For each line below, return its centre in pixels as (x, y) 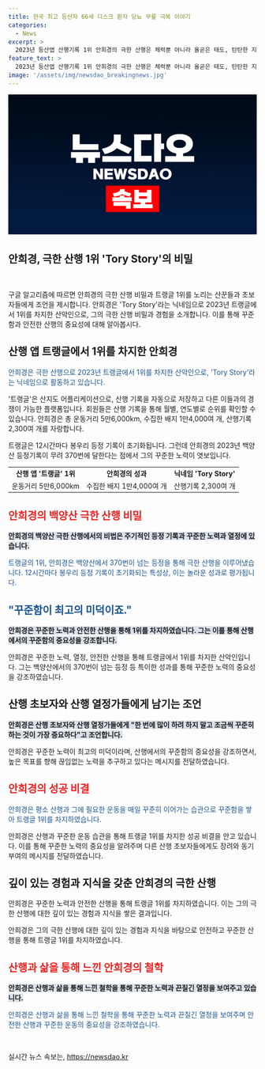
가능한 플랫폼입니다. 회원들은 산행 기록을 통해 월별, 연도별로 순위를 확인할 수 (139, 408)
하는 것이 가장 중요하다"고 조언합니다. (65, 734)
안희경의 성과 (127, 473)
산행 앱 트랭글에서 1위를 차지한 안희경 (93, 352)
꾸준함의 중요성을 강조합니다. (73, 640)
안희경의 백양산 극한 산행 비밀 (75, 516)
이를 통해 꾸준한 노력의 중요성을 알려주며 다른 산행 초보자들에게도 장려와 (129, 846)
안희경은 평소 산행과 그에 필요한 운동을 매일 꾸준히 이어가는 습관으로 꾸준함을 (126, 809)
